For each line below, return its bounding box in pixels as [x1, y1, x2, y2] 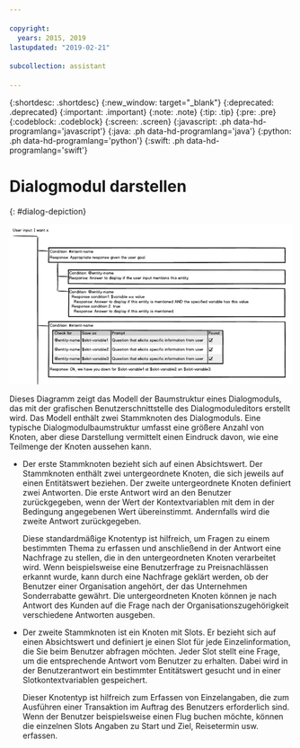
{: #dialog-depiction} [9, 206, 87, 216]
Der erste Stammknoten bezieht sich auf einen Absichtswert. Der [22, 458, 263, 469]
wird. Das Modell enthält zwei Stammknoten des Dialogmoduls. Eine [9, 412, 261, 423]
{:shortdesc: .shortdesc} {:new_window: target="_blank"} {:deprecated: [9, 97, 274, 108]
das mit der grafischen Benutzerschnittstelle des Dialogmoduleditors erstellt [9, 402, 291, 413]
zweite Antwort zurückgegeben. [22, 515, 142, 526]
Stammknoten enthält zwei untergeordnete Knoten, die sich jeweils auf [22, 468, 285, 479]
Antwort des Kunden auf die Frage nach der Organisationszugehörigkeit [22, 600, 289, 611]
